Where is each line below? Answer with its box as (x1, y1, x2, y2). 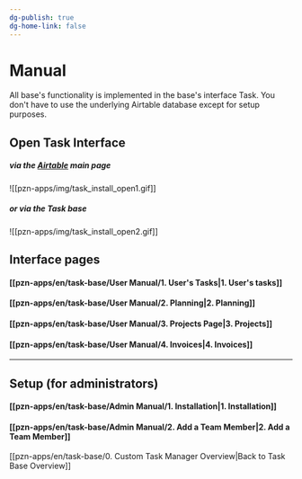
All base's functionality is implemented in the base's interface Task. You (9, 90, 276, 101)
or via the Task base (9, 203, 87, 214)
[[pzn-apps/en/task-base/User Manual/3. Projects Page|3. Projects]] (9, 318, 272, 329)
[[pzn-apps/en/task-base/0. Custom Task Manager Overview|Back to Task (9, 451, 286, 462)
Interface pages (9, 253, 101, 268)
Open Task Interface (9, 135, 126, 150)
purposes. (9, 109, 48, 120)
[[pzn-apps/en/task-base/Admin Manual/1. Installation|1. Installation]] (9, 401, 277, 412)
